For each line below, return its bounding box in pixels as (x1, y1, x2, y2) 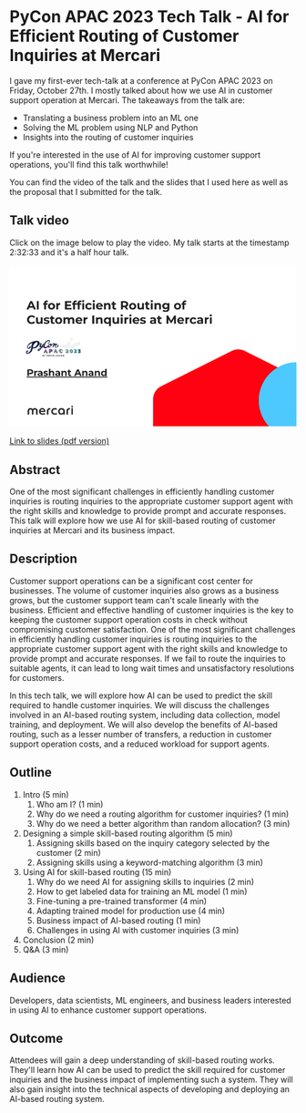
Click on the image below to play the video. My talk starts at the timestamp (9, 237, 290, 248)
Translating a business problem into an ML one (22, 112, 199, 123)
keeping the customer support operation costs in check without (9, 613, 248, 625)
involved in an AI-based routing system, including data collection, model (9, 709, 280, 720)
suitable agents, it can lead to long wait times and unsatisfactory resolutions (9, 663, 295, 674)
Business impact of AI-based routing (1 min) (36, 914, 201, 926)
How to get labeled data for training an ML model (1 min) (36, 886, 248, 897)
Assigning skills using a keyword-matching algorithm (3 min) (36, 857, 264, 868)
